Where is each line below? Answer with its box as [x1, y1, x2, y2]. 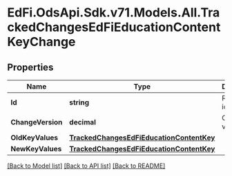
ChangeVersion [10, 118, 63, 126]
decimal [68, 118, 97, 126]
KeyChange [7, 34, 76, 49]
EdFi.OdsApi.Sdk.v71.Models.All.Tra [7, 5, 220, 21]
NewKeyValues [10, 144, 62, 153]
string [68, 98, 90, 107]
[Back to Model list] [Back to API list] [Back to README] [7, 162, 166, 170]
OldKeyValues [10, 133, 59, 142]
